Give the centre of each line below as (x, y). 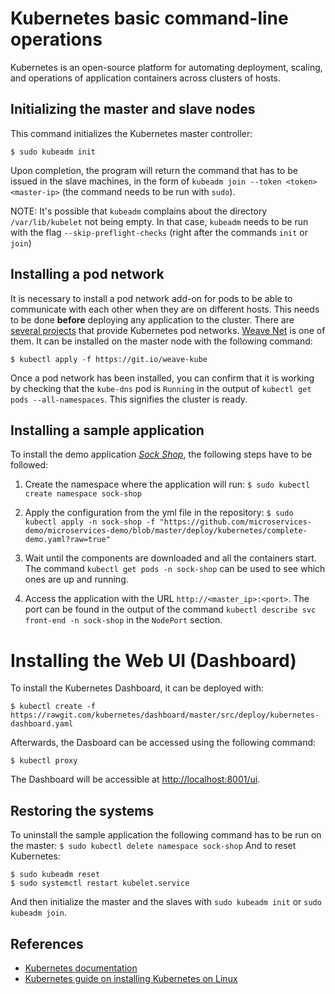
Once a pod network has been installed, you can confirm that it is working (162, 378)
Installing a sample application (107, 430)
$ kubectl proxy (44, 761)
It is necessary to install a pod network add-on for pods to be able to (151, 298)
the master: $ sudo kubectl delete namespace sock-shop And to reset (153, 846)
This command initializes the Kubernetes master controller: (131, 133)
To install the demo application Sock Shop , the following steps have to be (161, 454)
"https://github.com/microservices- (235, 522)
